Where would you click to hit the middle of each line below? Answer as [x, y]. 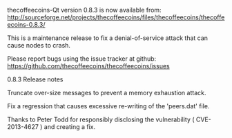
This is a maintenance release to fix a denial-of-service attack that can [108, 38]
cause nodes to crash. [39, 45]
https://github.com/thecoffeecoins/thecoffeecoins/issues [89, 66]
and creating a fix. [69, 127]
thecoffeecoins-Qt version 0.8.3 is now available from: [84, 10]
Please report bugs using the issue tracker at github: [82, 59]
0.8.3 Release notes [35, 79]
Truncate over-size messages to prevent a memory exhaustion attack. [107, 93]
